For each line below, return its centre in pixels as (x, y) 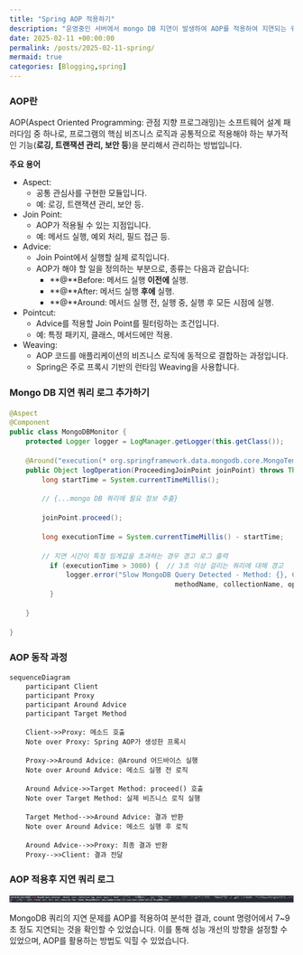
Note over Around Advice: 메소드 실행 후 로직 (107, 827)
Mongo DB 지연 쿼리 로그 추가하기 (80, 393)
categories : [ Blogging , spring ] (68, 67)
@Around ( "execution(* (66, 461)
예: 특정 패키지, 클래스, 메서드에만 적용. (104, 335)
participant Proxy (60, 696)
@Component (30, 423)
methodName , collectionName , (229, 585)
